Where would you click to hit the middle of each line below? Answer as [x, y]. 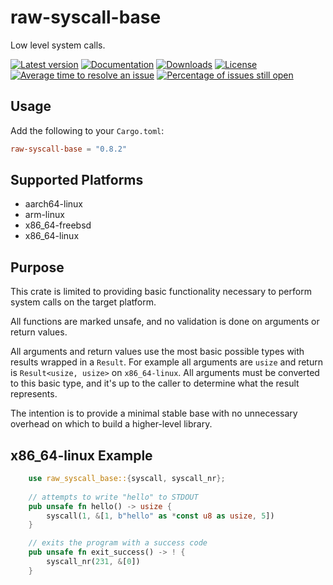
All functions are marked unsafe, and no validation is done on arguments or [165, 322]
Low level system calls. [58, 45]
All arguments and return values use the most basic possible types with [157, 352]
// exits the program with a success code [118, 543]
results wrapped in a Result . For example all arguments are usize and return [166, 362]
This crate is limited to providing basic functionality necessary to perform [161, 292]
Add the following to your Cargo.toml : [87, 130]
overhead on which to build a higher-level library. [111, 424]
